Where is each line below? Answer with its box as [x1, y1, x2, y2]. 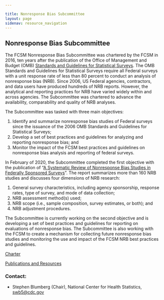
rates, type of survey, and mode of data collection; [12, 190, 115, 196]
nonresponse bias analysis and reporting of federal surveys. [12, 150, 134, 156]
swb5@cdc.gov [12, 289, 44, 295]
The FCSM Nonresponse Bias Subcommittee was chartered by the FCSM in [5, 52, 159, 58]
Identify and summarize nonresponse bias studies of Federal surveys [12, 118, 153, 124]
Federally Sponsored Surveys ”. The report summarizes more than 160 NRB [5, 170, 157, 176]
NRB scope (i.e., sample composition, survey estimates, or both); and [12, 200, 153, 206]
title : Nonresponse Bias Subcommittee [5, 11, 85, 16]
